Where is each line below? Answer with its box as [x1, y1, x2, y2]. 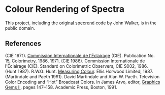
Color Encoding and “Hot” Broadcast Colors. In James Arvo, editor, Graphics [5, 79, 161, 85]
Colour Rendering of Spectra [5, 3, 125, 15]
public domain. [5, 25, 35, 31]
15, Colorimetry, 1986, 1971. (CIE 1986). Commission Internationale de [5, 58, 145, 64]
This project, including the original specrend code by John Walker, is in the [5, 20, 157, 26]
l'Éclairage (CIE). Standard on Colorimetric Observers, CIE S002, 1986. [5, 63, 148, 69]
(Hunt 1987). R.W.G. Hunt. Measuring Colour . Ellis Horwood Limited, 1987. [5, 68, 154, 74]
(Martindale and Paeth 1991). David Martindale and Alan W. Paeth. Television [5, 73, 160, 80]
